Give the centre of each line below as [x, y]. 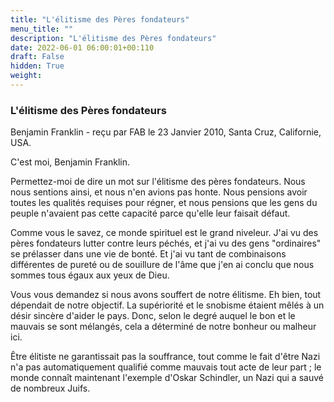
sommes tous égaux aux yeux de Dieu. [90, 275]
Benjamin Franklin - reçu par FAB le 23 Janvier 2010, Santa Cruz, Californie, [166, 132]
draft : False [37, 57]
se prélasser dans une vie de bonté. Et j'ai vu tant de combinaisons [148, 254]
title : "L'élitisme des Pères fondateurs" [100, 19]
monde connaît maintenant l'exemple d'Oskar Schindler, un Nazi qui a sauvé [167, 378]
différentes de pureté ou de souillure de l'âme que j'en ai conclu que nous [162, 265]
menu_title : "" [42, 29]
